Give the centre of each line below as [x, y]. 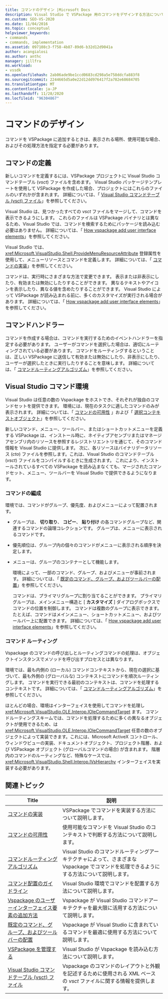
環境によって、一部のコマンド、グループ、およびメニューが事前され [82, 572]
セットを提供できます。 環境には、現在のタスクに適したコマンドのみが [86, 406]
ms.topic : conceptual [28, 29]
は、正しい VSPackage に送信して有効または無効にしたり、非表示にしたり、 [84, 357]
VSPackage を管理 [29, 949]
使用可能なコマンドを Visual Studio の [106, 827]
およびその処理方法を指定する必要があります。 [53, 146]
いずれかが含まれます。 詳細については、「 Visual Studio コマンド [80, 195]
